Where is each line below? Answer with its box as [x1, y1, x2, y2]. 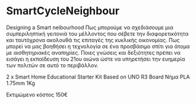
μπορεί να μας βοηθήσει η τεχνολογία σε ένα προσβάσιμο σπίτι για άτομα [6, 43, 190, 50]
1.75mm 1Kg [6, 79, 36, 87]
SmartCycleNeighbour [6, 4, 120, 18]
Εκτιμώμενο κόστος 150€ [6, 91, 68, 98]
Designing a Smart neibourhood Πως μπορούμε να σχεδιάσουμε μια [6, 24, 173, 31]
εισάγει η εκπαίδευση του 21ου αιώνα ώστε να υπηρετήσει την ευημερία [6, 55, 185, 62]
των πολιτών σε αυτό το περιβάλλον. [6, 61, 99, 69]
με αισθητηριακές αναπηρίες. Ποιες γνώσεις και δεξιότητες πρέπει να [6, 49, 181, 56]
